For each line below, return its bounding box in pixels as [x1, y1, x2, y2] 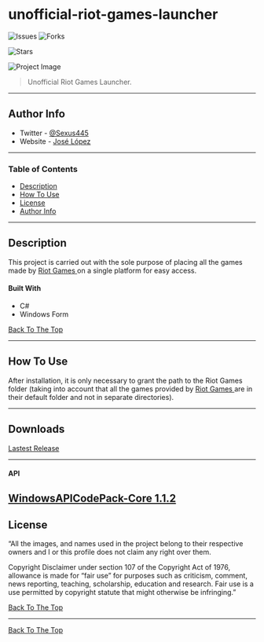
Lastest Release [8, 443, 60, 453]
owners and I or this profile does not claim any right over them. [8, 548, 212, 557]
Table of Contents [8, 163, 79, 174]
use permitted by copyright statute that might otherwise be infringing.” [8, 588, 236, 597]
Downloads [8, 423, 65, 436]
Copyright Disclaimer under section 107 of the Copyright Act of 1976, [8, 563, 231, 572]
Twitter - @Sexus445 [19, 128, 89, 138]
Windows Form [19, 310, 69, 319]
